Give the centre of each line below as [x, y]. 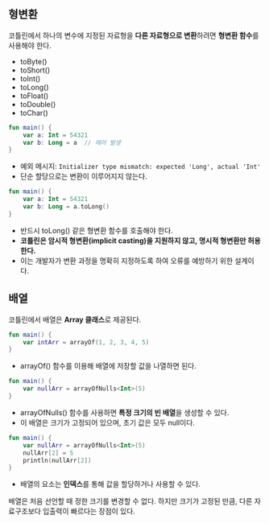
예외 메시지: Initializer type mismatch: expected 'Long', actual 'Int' [141, 167]
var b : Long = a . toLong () [66, 207]
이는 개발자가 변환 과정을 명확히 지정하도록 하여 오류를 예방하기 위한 [126, 261]
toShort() [35, 70]
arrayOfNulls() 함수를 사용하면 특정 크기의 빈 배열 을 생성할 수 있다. [124, 412]
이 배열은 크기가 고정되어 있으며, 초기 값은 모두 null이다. [108, 422]
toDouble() [38, 104]
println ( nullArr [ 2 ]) [57, 460]
